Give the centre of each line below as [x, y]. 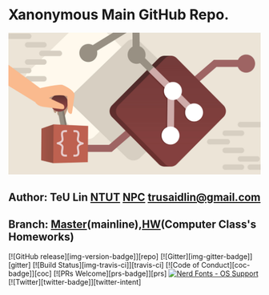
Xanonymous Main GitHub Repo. [119, 15]
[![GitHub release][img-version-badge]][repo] [83, 256]
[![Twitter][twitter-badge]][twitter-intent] [75, 281]
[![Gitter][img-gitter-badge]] [206, 256]
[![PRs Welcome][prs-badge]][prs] [110, 273]
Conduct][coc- [226, 265]
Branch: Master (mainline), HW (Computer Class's [132, 225]
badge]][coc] [30, 273]
